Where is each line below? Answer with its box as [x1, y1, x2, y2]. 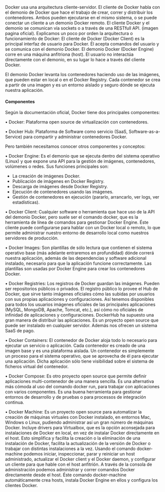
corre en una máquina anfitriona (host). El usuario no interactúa [5, 51, 134, 57]
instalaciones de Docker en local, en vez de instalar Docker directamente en [5, 430, 160, 436]
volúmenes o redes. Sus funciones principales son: [5, 164, 109, 169]
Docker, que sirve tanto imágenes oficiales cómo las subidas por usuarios [5, 291, 155, 297]
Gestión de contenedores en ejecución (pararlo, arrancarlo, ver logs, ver [12, 194, 160, 200]
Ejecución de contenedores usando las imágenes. [12, 189, 114, 195]
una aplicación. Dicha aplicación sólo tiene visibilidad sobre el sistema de [5, 358, 154, 365]
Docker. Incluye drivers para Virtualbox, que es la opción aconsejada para [5, 425, 155, 431]
